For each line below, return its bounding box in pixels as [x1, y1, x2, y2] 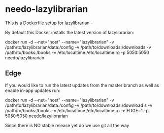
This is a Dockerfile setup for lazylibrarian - [5, 20, 93, 26]
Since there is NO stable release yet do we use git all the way [5, 122, 130, 128]
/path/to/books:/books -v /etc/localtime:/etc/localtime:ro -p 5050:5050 [5, 49, 149, 55]
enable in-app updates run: [5, 88, 61, 93]
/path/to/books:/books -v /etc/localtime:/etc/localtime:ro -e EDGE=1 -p [5, 107, 149, 113]
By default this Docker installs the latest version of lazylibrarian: [5, 29, 134, 35]
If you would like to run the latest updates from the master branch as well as [5, 82, 159, 88]
